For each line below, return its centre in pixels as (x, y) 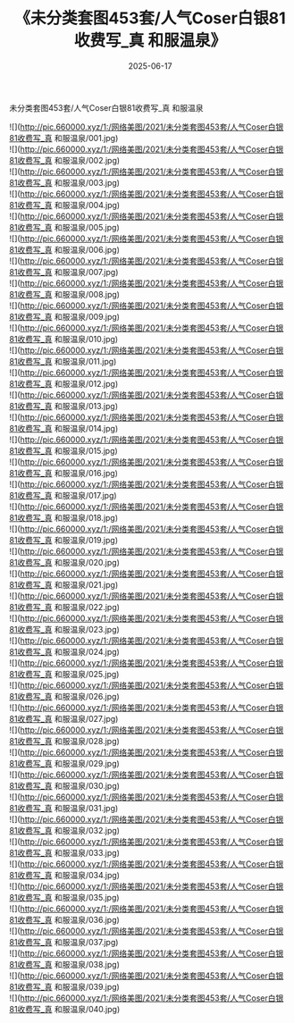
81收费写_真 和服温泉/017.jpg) (63, 495)
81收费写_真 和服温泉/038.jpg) (65, 964)
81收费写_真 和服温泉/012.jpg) (64, 383)
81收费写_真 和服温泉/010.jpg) (64, 339)
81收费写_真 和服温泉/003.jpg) (65, 182)
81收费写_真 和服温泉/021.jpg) (64, 584)
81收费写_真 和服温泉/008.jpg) (65, 294)
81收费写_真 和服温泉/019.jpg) (64, 540)
